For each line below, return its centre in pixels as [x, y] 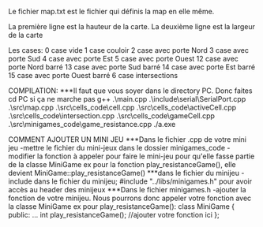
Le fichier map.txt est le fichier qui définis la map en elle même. [111, 11]
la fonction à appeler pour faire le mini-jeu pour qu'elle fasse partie [146, 156]
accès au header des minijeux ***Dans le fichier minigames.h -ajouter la [127, 190]
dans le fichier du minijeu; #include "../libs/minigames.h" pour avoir [143, 181]
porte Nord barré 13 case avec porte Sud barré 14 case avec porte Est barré [131, 67]
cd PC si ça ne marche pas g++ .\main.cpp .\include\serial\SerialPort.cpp [127, 99]
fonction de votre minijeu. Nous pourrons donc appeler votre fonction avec [130, 198]
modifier [22, 156]
